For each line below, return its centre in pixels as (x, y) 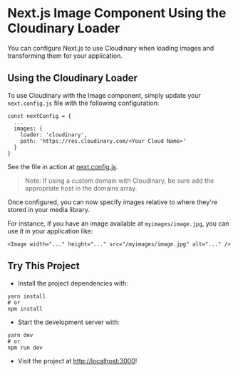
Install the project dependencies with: (73, 283)
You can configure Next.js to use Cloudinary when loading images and (111, 48)
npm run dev (25, 348)
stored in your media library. (49, 209)
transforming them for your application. (65, 56)
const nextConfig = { (40, 116)
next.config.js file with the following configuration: (83, 103)
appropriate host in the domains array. (81, 188)
